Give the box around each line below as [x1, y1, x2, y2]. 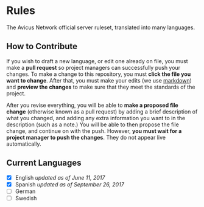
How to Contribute [6, 41, 78, 52]
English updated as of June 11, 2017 [15, 174, 105, 181]
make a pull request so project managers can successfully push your [6, 64, 181, 71]
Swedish [15, 194, 37, 202]
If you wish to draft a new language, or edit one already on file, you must [6, 57, 188, 64]
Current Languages [6, 158, 82, 168]
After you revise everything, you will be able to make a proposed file [6, 101, 178, 109]
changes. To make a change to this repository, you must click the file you [6, 70, 191, 78]
